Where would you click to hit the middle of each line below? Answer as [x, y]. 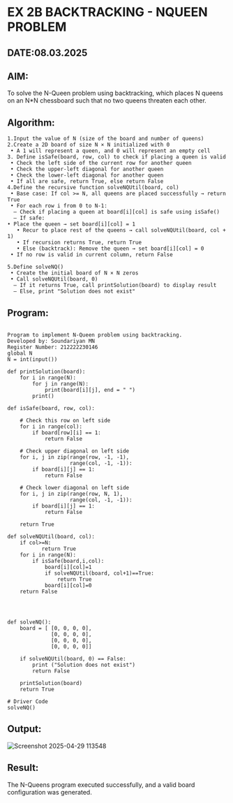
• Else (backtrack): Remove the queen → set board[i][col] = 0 [110, 249]
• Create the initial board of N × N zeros [74, 273]
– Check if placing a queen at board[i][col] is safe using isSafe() [116, 212]
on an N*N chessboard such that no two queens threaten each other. [107, 101]
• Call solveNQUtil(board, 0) [54, 279]
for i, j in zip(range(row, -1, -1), [75, 457]
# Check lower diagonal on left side [75, 488]
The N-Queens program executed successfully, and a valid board [101, 784]
